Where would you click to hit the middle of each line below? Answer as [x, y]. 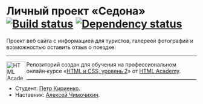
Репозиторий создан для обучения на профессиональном [101, 64]
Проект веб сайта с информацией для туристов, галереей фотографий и [100, 41]
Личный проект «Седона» [76, 11]
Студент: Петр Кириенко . [47, 88]
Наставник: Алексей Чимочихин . [57, 94]
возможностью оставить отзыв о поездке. [61, 47]
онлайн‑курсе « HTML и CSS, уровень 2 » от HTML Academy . [104, 71]
